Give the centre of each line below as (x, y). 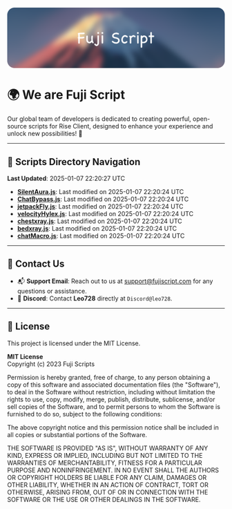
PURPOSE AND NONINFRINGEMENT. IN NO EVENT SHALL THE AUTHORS (113, 470)
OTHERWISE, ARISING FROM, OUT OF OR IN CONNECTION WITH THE (108, 492)
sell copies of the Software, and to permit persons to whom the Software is (114, 406)
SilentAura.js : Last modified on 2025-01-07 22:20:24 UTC (100, 192)
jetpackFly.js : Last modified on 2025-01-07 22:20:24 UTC (100, 207)
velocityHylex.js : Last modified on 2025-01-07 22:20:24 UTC (105, 214)
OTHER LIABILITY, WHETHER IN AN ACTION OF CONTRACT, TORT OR (108, 485)
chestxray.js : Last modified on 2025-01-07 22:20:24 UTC (100, 221)
